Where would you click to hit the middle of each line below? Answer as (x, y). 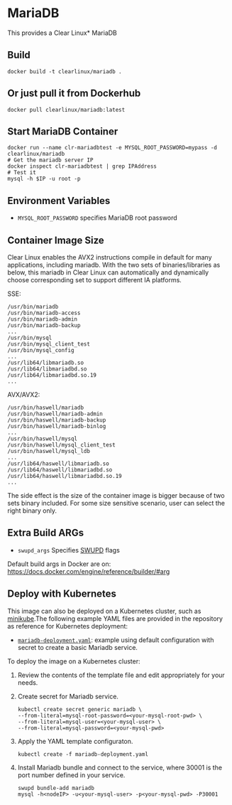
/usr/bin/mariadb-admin (43, 319)
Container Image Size (56, 240)
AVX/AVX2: (24, 395)
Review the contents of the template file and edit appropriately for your (121, 675)
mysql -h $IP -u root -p (44, 179)
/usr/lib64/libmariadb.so (45, 363)
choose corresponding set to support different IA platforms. (95, 280)
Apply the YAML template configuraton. (75, 741)
